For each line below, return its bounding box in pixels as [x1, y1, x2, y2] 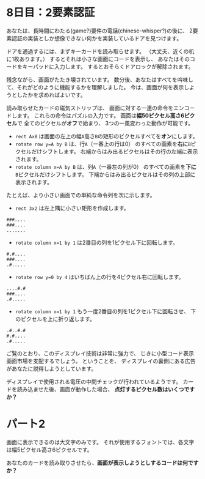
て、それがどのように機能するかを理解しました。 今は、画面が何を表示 [6, 83, 184, 91]
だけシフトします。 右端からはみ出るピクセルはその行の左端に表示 [31, 147, 198, 155]
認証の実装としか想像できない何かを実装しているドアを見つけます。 [11, 34, 182, 42]
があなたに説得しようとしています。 [6, 365, 97, 372]
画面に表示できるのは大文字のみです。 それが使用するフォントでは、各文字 [6, 438, 195, 445]
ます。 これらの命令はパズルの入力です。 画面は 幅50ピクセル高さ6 [16, 111, 185, 119]
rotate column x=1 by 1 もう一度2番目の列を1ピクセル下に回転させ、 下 [15, 307, 196, 315]
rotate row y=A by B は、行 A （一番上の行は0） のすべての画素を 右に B [15, 140, 191, 147]
